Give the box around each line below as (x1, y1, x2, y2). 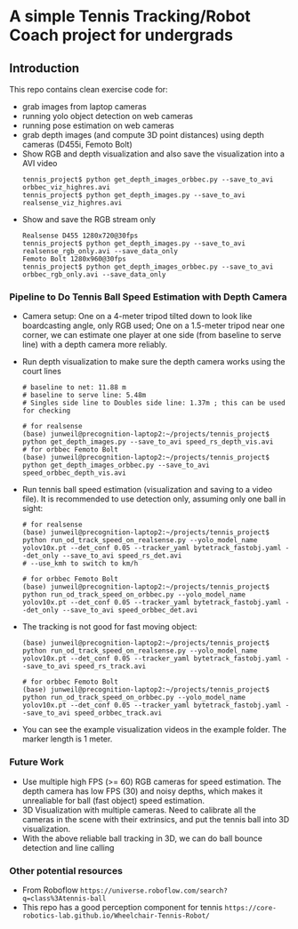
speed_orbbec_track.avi (74, 709, 163, 717)
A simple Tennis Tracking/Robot (9, 6, 251, 27)
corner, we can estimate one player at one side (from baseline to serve (21, 330, 282, 340)
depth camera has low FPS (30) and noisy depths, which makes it (21, 785, 263, 797)
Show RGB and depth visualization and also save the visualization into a (21, 148, 285, 159)
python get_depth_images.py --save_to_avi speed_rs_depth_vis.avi (21, 437, 274, 446)
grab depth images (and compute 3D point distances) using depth (21, 130, 265, 140)
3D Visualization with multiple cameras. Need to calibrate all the (21, 805, 256, 815)
